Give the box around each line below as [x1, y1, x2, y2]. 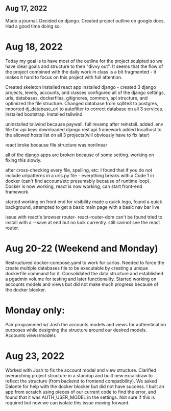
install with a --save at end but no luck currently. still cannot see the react [5, 219, 160, 225]
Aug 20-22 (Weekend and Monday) [5, 243, 158, 254]
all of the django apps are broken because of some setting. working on [5, 152, 154, 158]
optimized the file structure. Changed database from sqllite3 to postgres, [5, 100, 159, 106]
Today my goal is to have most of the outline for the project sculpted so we [5, 58, 163, 64]
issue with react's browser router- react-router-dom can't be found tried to [5, 214, 163, 220]
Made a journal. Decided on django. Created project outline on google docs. [5, 17, 165, 23]
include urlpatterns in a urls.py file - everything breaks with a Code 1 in [5, 172, 154, 178]
